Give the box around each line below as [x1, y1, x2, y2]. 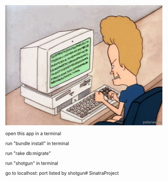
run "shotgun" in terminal [5, 160, 59, 166]
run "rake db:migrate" [5, 150, 51, 156]
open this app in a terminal [5, 130, 61, 137]
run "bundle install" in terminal [5, 141, 69, 146]
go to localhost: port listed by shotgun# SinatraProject [5, 170, 119, 176]
